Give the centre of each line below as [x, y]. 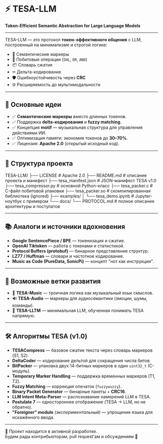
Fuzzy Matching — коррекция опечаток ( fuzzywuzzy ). [67, 386]
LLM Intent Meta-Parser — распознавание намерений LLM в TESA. [81, 397]
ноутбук [13, 201]
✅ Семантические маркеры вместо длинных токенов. [69, 116]
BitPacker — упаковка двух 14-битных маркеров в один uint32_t [79, 366]
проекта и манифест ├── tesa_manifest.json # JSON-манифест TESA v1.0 [81, 180]
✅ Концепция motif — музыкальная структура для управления [77, 127]
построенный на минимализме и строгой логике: [56, 45]
